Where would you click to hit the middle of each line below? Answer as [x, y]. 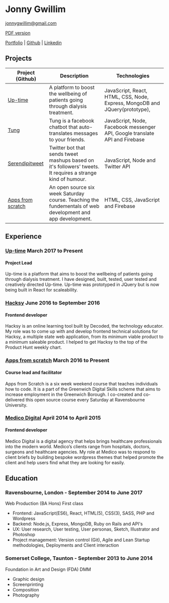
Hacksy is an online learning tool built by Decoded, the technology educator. [84, 326]
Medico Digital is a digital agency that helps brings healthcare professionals [84, 441]
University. [16, 405]
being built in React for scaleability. [41, 290]
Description [74, 75]
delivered [15, 399]
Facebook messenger [130, 127]
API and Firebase [124, 139]
